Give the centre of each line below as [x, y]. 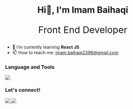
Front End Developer [83, 30]
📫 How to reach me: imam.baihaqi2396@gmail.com [65, 53]
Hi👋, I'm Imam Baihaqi [83, 10]
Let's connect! [23, 90]
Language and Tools [30, 67]
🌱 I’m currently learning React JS [46, 47]
